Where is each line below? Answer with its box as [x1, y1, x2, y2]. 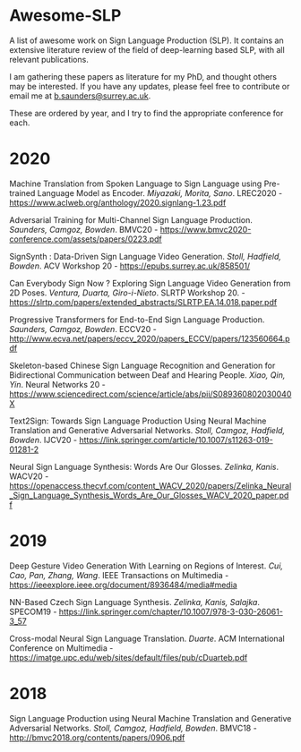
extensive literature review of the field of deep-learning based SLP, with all [9, 44, 285, 55]
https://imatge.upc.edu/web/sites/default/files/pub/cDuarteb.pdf [9, 652, 248, 662]
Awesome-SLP [9, 5, 122, 26]
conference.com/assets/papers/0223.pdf [9, 234, 163, 244]
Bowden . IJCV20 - [9, 434, 78, 445]
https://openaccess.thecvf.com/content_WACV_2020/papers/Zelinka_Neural [9, 480, 292, 491]
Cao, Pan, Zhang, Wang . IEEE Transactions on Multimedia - [9, 569, 229, 580]
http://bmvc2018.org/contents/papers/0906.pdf [9, 731, 185, 743]
